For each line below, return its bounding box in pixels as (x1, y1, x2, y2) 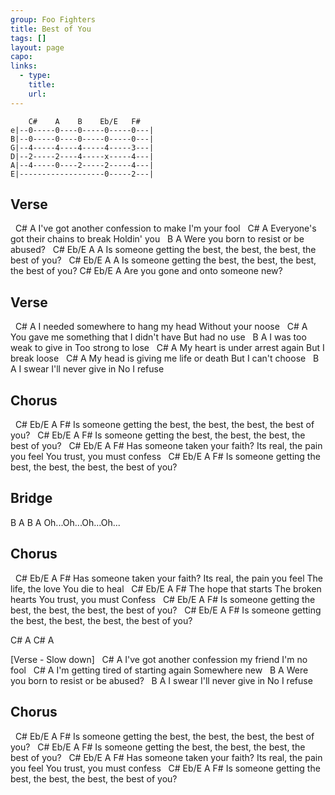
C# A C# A (10, 634, 55, 646)
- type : (19, 71, 52, 81)
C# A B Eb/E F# (28, 116, 141, 126)
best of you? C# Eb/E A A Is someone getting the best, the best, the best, (10, 254, 317, 266)
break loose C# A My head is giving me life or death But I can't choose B (10, 352, 320, 365)
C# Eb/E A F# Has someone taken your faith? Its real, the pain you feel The (14, 572, 323, 584)
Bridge (10, 490, 53, 507)
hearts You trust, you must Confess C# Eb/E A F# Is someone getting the (10, 593, 316, 605)
